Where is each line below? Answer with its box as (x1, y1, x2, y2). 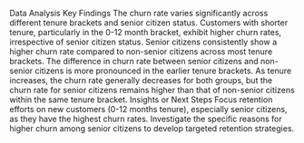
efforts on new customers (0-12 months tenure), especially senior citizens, (9, 104, 288, 114)
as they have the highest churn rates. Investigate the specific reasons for (9, 113, 283, 124)
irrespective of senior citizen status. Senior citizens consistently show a (9, 36, 278, 47)
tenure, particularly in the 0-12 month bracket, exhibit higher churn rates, (9, 27, 282, 37)
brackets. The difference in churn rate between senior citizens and (9, 56, 259, 66)
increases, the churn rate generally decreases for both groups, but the (9, 75, 273, 85)
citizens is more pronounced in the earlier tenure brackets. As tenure (34, 65, 292, 76)
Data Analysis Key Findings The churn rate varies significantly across (9, 8, 269, 18)
